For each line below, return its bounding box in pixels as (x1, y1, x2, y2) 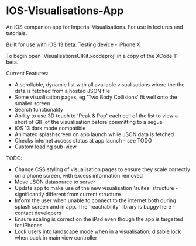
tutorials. (6, 29, 27, 36)
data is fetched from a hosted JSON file (14, 87, 110, 94)
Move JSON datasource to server (14, 178, 95, 185)
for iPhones (14, 221, 43, 228)
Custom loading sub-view (14, 143, 77, 150)
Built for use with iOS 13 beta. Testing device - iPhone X (6, 41, 140, 48)
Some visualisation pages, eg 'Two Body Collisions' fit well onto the (14, 93, 177, 101)
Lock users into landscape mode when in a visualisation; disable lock (14, 228, 181, 235)
